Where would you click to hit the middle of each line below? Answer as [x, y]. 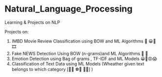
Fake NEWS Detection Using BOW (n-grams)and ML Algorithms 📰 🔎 [80, 53]
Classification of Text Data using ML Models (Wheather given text [78, 63]
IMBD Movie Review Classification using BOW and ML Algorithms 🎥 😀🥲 [84, 41]
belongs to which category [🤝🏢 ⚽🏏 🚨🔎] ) [52, 69]
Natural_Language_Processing [69, 9]
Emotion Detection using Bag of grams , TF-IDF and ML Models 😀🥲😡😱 [84, 59]
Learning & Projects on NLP [32, 22]
